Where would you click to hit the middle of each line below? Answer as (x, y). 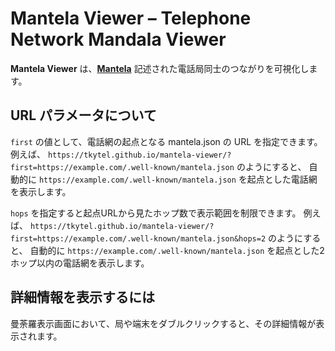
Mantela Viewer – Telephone (131, 18)
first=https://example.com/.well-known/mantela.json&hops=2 (138, 238)
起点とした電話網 (282, 179)
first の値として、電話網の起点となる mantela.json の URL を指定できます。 (166, 141)
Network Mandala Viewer (118, 39)
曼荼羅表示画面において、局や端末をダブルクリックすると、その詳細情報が (163, 323)
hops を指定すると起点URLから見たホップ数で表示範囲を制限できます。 (156, 213)
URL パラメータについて (83, 115)
